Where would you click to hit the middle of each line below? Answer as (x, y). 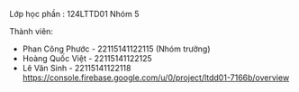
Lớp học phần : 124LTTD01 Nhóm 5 (74, 14)
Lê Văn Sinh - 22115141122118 (77, 68)
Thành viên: (32, 31)
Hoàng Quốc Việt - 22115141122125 (87, 58)
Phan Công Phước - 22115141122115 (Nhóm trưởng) (116, 49)
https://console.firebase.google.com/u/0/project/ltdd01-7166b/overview (156, 78)
